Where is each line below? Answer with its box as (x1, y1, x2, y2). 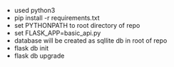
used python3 (14, 6, 56, 14)
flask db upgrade (14, 51, 65, 60)
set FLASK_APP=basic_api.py (14, 29, 101, 37)
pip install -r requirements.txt (14, 14, 100, 22)
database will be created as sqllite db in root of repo (14, 36, 168, 45)
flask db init (14, 44, 48, 52)
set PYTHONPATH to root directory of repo (14, 21, 140, 29)
